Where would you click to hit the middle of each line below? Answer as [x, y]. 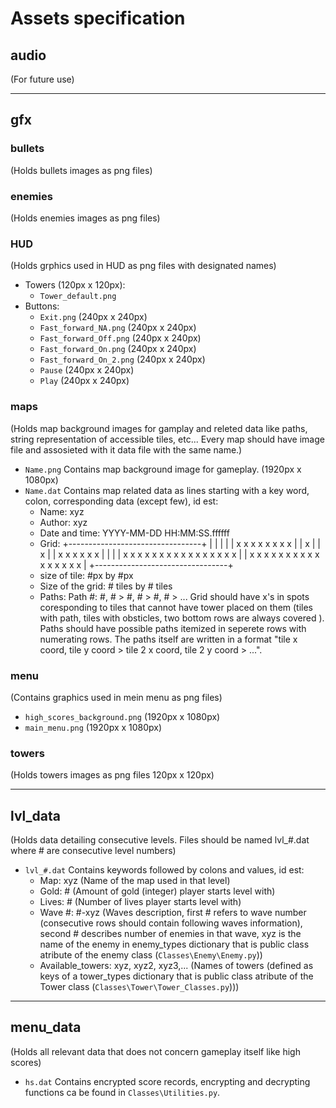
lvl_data [36, 815]
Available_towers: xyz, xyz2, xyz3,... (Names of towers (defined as [176, 965]
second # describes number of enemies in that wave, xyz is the [170, 933]
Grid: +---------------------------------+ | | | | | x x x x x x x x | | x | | [180, 543]
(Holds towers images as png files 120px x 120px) [112, 775]
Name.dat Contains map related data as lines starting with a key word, [167, 490]
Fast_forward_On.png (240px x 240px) [118, 349]
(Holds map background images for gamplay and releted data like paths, [159, 428]
